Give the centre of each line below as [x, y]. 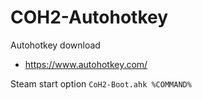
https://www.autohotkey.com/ [86, 64]
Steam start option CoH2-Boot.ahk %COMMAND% [101, 83]
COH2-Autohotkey [89, 17]
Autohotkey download [55, 45]
